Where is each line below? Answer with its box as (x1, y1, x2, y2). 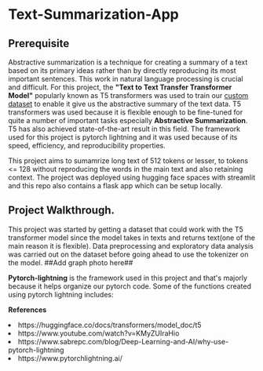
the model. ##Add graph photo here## (8, 257, 133, 267)
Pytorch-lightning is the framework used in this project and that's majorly (8, 273, 248, 282)
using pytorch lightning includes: (8, 289, 114, 299)
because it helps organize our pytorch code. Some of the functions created (8, 281, 252, 291)
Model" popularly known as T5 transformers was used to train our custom (8, 91, 249, 100)
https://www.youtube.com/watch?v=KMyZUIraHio (18, 328, 180, 338)
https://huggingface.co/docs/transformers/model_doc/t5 (18, 320, 202, 329)
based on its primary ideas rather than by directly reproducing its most (8, 66, 237, 75)
